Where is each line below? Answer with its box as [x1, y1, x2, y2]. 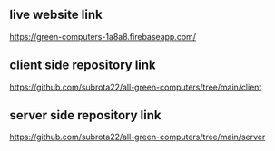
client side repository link [9, 58, 156, 73]
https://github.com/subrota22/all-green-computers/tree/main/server [9, 131, 266, 143]
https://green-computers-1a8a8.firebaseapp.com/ [9, 31, 197, 42]
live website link [9, 7, 103, 23]
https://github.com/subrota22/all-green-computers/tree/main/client [9, 81, 262, 92]
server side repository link [9, 108, 162, 123]
